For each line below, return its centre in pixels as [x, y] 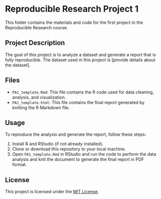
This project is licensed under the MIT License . [52, 192]
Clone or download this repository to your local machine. [69, 149]
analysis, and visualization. [39, 97]
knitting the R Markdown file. [41, 108]
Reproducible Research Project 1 [72, 9]
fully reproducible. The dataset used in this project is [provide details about [80, 60]
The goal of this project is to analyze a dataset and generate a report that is [80, 54]
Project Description [35, 43]
